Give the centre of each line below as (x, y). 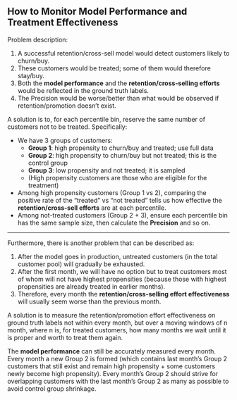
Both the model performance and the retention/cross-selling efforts (119, 83)
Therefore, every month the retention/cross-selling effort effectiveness (123, 294)
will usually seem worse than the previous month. (89, 301)
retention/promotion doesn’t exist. (67, 106)
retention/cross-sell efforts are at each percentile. (92, 208)
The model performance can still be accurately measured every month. (112, 351)
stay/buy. (31, 75)
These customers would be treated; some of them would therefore (114, 68)
